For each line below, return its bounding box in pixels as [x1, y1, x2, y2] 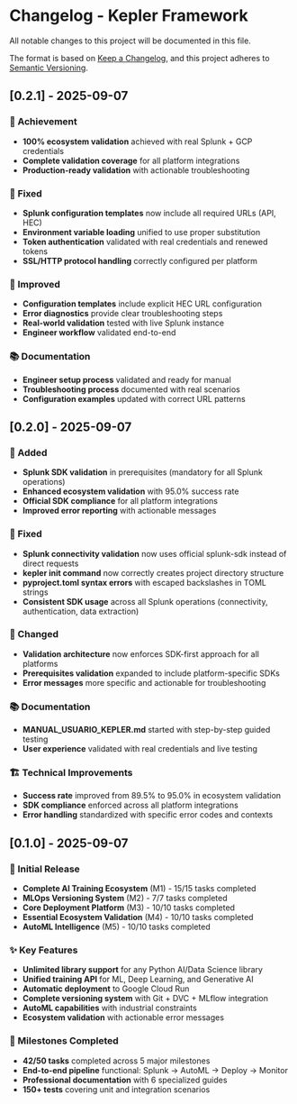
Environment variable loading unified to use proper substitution [22, 226, 261, 237]
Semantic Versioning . [9, 62, 88, 73]
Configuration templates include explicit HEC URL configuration [22, 298, 263, 309]
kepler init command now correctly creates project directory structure [22, 567, 284, 578]
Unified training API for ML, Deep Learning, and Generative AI [22, 974, 254, 985]
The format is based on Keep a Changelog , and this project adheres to [9, 52, 270, 63]
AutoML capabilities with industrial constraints [22, 1002, 198, 1014]
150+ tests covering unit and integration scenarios [22, 1083, 211, 1095]
